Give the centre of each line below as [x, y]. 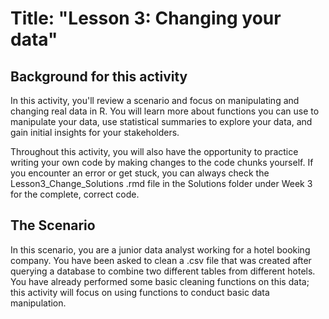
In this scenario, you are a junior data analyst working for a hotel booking [160, 249]
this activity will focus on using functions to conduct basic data [140, 292]
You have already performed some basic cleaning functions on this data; [160, 281]
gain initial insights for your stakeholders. [95, 132]
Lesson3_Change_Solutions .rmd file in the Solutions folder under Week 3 [161, 183]
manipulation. [38, 303]
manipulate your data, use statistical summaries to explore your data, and [161, 121]
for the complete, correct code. [75, 194]
